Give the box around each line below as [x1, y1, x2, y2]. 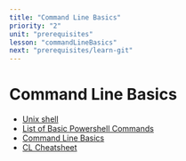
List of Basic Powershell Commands [21, 124, 154, 134]
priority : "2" [9, 21, 62, 30]
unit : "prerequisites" [9, 29, 93, 38]
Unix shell [21, 114, 60, 125]
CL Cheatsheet [21, 142, 77, 153]
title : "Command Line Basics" [9, 12, 122, 22]
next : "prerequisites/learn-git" [9, 46, 133, 55]
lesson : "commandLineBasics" [9, 37, 117, 47]
